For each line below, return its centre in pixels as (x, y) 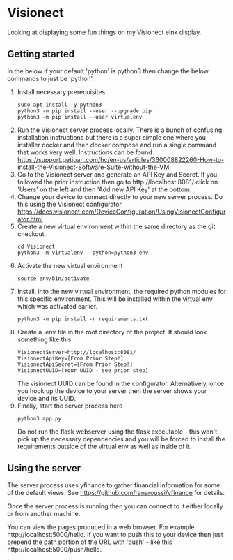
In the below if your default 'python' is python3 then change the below (108, 71)
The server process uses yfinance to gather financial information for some (114, 485)
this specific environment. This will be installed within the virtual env (115, 299)
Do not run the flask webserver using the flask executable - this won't (117, 432)
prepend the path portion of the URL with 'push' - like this (90, 542)
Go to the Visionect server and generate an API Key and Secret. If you (117, 174)
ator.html (30, 219)
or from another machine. (44, 513)
